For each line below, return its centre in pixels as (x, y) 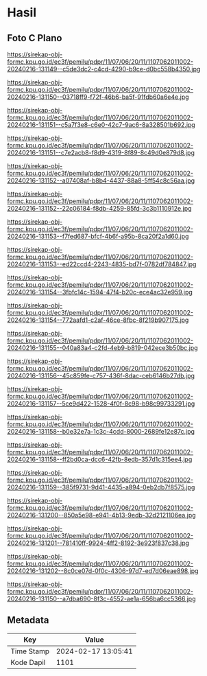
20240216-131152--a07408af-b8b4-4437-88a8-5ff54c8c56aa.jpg (101, 180)
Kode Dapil (28, 662)
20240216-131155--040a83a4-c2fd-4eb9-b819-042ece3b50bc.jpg (102, 348)
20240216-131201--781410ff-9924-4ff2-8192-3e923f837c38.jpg (98, 543)
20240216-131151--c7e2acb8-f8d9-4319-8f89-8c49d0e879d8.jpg (101, 153)
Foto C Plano (35, 38)
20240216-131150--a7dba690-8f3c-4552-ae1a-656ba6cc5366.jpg (101, 599)
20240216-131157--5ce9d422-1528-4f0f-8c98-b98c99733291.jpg (101, 404)
